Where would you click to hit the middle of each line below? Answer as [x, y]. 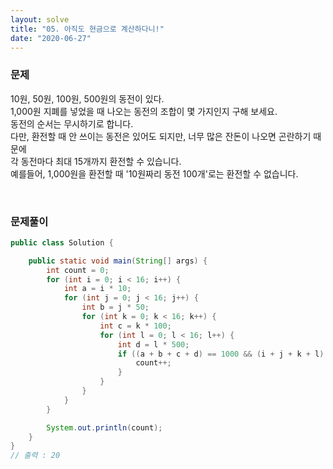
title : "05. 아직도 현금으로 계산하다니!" [87, 29]
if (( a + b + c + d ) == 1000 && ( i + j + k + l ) [221, 354]
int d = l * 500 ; [153, 344]
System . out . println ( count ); [104, 427]
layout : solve [40, 19]
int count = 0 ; [78, 270]
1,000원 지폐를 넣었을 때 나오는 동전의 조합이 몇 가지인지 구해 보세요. [144, 111]
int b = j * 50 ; [115, 307]
